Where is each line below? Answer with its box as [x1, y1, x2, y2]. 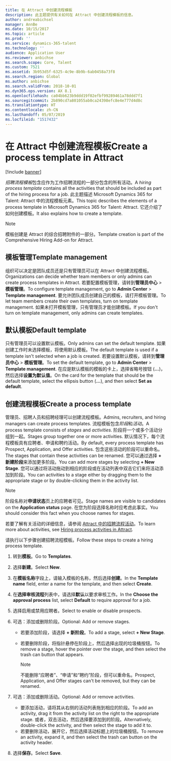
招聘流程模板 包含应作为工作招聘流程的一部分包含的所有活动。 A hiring [5, 179, 152, 185]
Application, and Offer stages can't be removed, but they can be [20, 678, 156, 684]
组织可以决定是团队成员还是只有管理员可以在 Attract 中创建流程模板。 [5, 267, 152, 274]
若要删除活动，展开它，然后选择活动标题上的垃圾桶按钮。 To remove [20, 728, 164, 734]
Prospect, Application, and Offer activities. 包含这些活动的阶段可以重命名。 [5, 446, 162, 452]
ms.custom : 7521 [5, 64, 40, 70]
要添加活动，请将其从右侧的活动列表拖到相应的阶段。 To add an [20, 705, 153, 711]
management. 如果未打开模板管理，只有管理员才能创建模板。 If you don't [5, 304, 158, 310]
